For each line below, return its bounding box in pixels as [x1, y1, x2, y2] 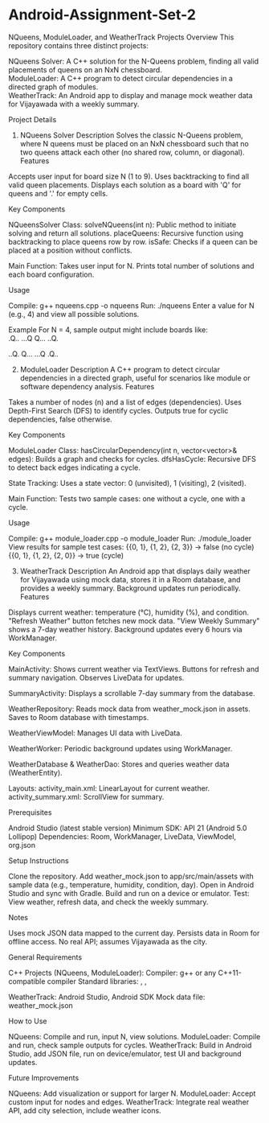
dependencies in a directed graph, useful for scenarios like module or [19, 372, 251, 383]
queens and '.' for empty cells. [8, 188, 108, 198]
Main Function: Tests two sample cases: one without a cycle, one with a [8, 493, 246, 504]
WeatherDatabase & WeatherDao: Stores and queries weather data [8, 759, 230, 769]
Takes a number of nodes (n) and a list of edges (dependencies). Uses [8, 397, 243, 407]
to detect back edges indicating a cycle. [8, 463, 141, 472]
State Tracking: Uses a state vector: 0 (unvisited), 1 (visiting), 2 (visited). [8, 478, 247, 487]
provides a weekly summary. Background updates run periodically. [19, 583, 241, 593]
